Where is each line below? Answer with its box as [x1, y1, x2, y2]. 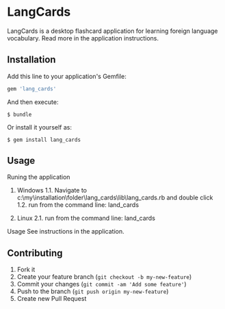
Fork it [16, 265, 36, 274]
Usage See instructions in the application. [7, 227, 124, 236]
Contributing [7, 247, 63, 259]
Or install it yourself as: [7, 123, 72, 131]
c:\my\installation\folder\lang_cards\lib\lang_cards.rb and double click [16, 193, 213, 202]
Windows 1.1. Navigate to [16, 186, 88, 195]
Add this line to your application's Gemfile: [7, 72, 127, 80]
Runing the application [7, 173, 70, 182]
